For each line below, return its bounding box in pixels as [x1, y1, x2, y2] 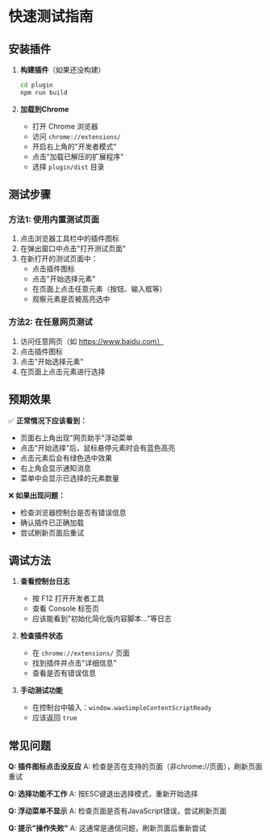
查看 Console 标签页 [31, 603, 99, 614]
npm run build [19, 88, 68, 97]
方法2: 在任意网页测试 [8, 317, 93, 328]
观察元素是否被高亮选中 [31, 294, 110, 304]
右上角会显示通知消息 [19, 463, 91, 472]
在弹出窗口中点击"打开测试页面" [19, 244, 127, 254]
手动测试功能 [19, 686, 63, 695]
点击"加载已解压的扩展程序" [31, 151, 124, 162]
